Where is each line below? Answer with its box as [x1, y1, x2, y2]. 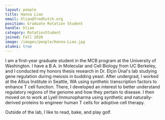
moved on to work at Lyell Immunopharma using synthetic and [5, 94, 132, 100]
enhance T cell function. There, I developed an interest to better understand [5, 83, 160, 89]
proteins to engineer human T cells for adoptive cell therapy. [21, 99, 145, 105]
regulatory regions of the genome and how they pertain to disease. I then [5, 89, 155, 95]
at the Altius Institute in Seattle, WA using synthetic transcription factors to [5, 79, 157, 84]
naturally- [133, 94, 153, 100]
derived [5, 99, 21, 105]
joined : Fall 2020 [5, 35, 43, 40]
